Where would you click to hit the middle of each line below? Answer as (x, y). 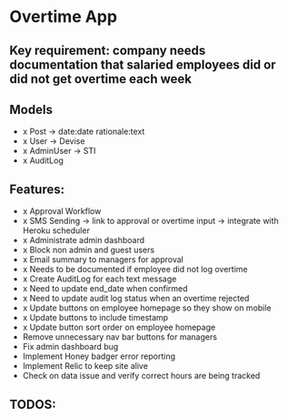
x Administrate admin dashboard (84, 240)
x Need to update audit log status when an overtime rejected (136, 299)
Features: (37, 189)
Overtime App (64, 17)
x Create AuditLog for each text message (99, 279)
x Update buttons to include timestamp (95, 318)
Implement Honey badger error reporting (99, 356)
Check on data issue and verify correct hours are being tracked (141, 376)
